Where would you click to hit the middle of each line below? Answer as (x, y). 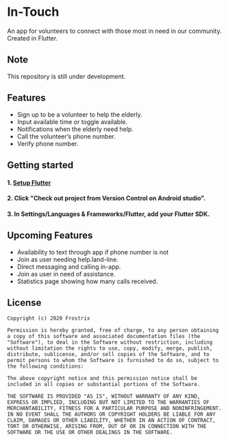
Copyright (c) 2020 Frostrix (49, 319)
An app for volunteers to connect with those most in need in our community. (115, 31)
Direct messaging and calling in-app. (69, 266)
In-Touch (33, 12)
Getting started (40, 165)
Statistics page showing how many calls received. (87, 281)
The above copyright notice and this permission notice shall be (102, 379)
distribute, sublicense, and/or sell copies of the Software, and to (109, 355)
